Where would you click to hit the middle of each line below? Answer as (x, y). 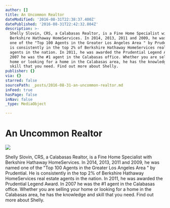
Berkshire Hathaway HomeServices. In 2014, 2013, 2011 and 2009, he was (82, 162)
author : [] (17, 10)
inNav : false (19, 99)
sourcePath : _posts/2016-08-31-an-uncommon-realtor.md (64, 85)
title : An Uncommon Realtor (35, 15)
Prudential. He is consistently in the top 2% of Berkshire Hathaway (75, 173)
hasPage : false (21, 95)
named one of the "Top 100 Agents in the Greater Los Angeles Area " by (80, 168)
